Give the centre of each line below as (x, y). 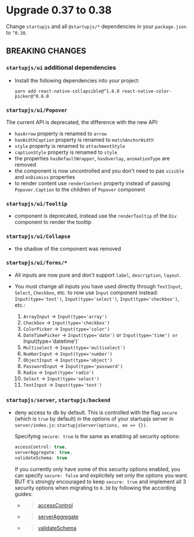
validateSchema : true (41, 458)
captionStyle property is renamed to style (66, 152)
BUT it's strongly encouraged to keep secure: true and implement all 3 (100, 481)
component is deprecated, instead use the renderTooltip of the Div (96, 216)
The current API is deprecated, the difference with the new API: (82, 122)
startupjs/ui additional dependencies (61, 68)
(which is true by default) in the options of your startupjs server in (94, 419)
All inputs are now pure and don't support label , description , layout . (98, 275)
